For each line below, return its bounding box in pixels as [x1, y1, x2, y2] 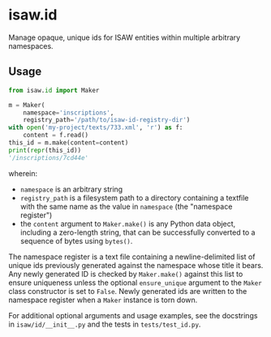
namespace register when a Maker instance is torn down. [8, 295, 198, 305]
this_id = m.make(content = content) [8, 139, 129, 147]
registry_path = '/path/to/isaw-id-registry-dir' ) [23, 116, 191, 124]
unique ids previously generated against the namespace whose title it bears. [8, 260, 264, 270]
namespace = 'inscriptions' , [23, 108, 114, 117]
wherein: [8, 168, 38, 178]
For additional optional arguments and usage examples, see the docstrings [8, 310, 258, 320]
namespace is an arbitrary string [19, 184, 123, 194]
